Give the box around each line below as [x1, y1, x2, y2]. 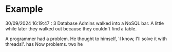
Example [5, 3, 43, 15]
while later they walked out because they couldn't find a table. [5, 25, 137, 31]
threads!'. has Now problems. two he [5, 41, 83, 47]
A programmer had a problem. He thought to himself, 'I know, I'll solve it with [5, 36, 167, 42]
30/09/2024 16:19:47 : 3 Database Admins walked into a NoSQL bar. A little [5, 20, 164, 26]
